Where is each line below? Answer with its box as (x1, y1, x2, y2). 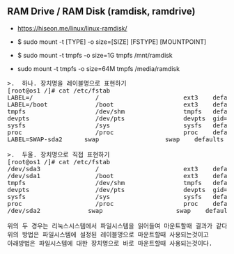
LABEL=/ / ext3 (7, 93, 198, 102)
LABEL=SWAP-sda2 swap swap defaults (7, 135, 224, 143)
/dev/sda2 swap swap (7, 207, 192, 214)
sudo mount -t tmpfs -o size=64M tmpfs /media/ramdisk (17, 64, 180, 72)
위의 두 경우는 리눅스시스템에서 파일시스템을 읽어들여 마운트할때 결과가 (7, 222, 213, 230)
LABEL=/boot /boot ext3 (7, 100, 198, 109)
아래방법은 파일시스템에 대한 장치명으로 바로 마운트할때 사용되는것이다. (7, 239, 213, 247)
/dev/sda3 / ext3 (7, 165, 198, 173)
